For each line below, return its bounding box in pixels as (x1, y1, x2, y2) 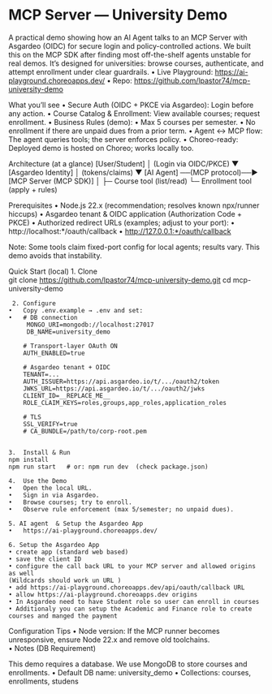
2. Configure (11, 299, 57, 308)
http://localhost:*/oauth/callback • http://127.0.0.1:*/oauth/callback (8, 226, 231, 236)
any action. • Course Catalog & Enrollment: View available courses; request (8, 108, 261, 119)
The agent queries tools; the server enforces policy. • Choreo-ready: (8, 134, 239, 144)
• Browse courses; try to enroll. (8, 498, 132, 506)
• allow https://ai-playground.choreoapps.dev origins (8, 590, 198, 598)
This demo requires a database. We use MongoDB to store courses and (8, 659, 248, 669)
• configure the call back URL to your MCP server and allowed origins (8, 562, 256, 570)
